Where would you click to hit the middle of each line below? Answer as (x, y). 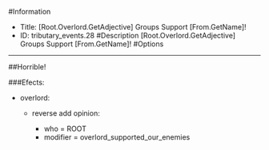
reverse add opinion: (66, 113)
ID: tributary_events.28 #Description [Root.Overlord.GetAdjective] (128, 36)
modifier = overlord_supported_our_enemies (117, 137)
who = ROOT (65, 128)
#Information (30, 12)
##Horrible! (27, 67)
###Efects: (26, 82)
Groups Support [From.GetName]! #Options (92, 44)
